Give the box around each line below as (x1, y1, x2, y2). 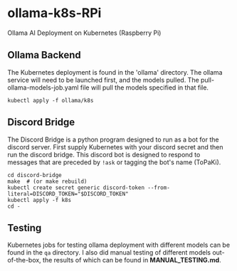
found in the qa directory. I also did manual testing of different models (7, 248, 211, 257)
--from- (147, 184, 171, 191)
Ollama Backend (7, 49, 82, 61)
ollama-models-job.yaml (7, 83, 79, 92)
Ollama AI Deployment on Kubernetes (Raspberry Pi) (7, 28, 162, 37)
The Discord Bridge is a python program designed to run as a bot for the (7, 135, 219, 144)
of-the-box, (7, 256, 41, 265)
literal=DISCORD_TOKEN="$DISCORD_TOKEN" (7, 190, 130, 197)
